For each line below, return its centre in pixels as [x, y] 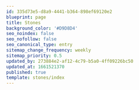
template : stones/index [35, 78]
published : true [26, 72]
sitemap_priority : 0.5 [34, 56]
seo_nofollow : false [32, 39]
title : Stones [24, 22]
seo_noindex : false [30, 34]
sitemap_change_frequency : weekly [49, 50]
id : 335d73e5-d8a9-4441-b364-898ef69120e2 [59, 12]
